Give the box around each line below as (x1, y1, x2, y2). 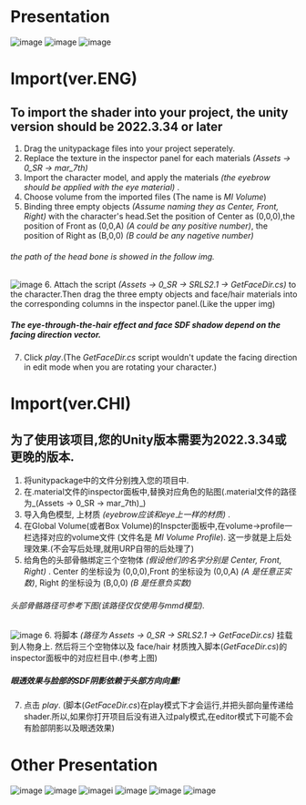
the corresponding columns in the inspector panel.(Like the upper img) (10, 299, 276, 310)
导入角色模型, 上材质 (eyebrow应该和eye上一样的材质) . (23, 509, 231, 520)
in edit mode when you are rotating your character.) (23, 362, 218, 372)
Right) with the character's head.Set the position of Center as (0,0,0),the (23, 210, 295, 221)
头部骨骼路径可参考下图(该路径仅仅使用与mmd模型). (10, 599, 206, 611)
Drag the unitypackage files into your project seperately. (23, 143, 236, 154)
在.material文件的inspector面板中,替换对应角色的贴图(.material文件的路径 (23, 486, 297, 497)
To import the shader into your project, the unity (10, 105, 289, 120)
